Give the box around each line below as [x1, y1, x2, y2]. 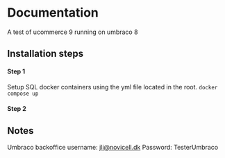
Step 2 [7, 105, 26, 113]
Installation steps [7, 48, 84, 60]
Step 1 [7, 67, 26, 76]
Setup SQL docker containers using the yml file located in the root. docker [7, 82, 218, 91]
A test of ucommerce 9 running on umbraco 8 [7, 28, 138, 36]
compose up [7, 90, 39, 97]
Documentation [7, 5, 99, 21]
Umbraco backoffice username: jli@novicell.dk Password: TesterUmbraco [7, 143, 219, 151]
